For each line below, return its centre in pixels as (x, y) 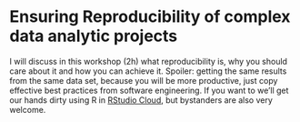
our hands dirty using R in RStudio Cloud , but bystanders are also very (141, 100)
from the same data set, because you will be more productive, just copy (144, 80)
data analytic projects (94, 36)
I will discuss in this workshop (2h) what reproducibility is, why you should (149, 61)
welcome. (28, 109)
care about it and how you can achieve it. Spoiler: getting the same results (148, 71)
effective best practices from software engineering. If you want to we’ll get (149, 90)
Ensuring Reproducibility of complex (150, 17)
